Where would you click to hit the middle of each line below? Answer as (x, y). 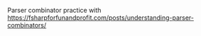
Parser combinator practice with (54, 10)
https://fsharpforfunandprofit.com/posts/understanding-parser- (101, 18)
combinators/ (27, 25)
